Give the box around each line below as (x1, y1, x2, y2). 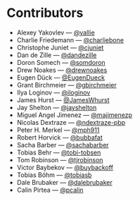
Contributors (6, 5, 84, 21)
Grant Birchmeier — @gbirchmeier (16, 80, 117, 89)
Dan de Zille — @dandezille (16, 51, 97, 59)
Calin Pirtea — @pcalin (16, 185, 84, 194)
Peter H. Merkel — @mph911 (16, 126, 100, 134)
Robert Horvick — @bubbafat (16, 133, 103, 142)
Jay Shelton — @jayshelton (16, 103, 97, 111)
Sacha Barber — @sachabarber (16, 140, 110, 149)
